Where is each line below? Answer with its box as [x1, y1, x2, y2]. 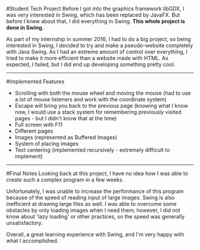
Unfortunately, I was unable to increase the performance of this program [6, 187, 184, 195]
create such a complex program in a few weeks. [6, 176, 124, 183]
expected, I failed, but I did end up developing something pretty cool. [6, 61, 176, 68]
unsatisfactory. [6, 220, 43, 226]
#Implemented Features [6, 78, 65, 85]
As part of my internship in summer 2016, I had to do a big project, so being [6, 36, 192, 42]
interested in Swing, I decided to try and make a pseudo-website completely [6, 42, 193, 49]
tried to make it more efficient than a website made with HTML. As [6, 55, 168, 61]
